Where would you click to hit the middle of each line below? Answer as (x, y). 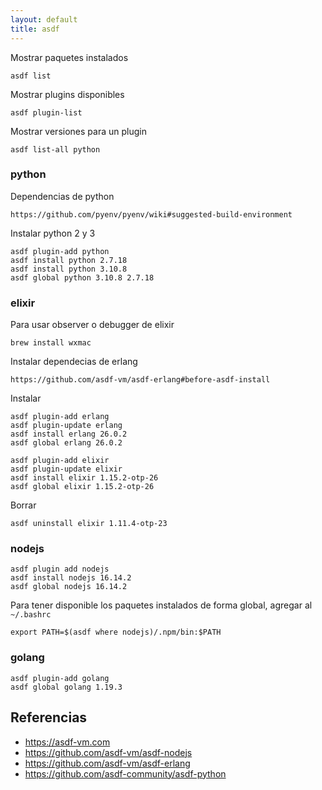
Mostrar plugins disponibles (67, 94)
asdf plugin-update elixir (66, 469)
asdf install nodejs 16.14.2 (71, 578)
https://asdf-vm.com (67, 742)
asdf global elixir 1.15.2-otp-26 (82, 487)
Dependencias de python (62, 196)
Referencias (49, 717)
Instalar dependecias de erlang (74, 362)
